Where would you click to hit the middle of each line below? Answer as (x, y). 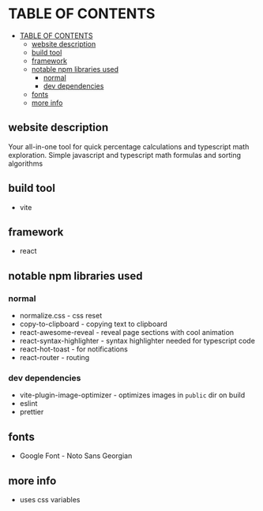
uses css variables (50, 499)
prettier (32, 412)
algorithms (26, 163)
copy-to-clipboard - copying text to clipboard (93, 324)
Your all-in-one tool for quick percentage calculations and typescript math (129, 146)
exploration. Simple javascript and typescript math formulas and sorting (125, 155)
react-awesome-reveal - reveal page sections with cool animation (127, 333)
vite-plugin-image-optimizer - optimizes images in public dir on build (132, 395)
